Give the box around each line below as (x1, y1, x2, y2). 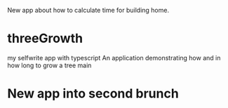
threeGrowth (7, 31, 83, 46)
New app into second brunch (7, 86, 179, 102)
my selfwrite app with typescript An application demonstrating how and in (7, 53, 221, 62)
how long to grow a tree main (7, 61, 92, 69)
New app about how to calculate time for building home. (7, 6, 170, 14)
